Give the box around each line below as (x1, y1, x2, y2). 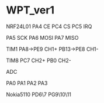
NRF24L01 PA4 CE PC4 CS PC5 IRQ (6, 23, 92, 30)
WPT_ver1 (6, 4, 54, 17)
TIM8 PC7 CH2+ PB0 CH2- (6, 57, 71, 64)
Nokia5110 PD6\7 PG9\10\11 (6, 91, 71, 98)
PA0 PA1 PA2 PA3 (6, 80, 48, 87)
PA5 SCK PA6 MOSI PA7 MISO (6, 34, 79, 41)
